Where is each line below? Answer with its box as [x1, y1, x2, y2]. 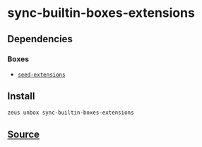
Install [7, 90, 35, 103]
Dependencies [7, 33, 73, 45]
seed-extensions [17, 71, 66, 78]
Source [7, 128, 40, 140]
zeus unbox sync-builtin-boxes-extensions [7, 109, 134, 116]
